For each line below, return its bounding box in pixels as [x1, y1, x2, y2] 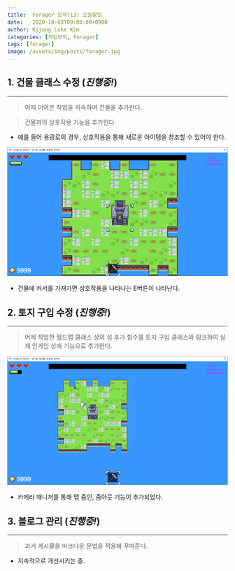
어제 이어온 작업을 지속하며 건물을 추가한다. [24, 103, 143, 111]
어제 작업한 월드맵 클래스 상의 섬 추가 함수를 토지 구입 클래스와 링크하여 [24, 333, 219, 341]
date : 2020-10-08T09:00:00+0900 [7, 18, 108, 26]
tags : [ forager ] [7, 41, 55, 48]
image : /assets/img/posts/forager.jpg [7, 48, 120, 55]
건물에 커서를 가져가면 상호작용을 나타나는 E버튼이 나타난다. [17, 284, 180, 293]
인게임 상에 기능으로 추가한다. [31, 341, 113, 349]
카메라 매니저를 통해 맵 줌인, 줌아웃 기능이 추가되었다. [17, 493, 163, 501]
